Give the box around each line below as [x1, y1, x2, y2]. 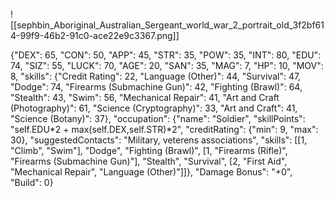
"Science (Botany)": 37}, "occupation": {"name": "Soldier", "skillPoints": [10, 113, 306, 124]
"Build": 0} [10, 177, 54, 188]
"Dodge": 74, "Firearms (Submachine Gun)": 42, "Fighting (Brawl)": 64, [10, 81, 303, 93]
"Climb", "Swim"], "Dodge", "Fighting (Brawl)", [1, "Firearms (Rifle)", [10, 145, 288, 156]
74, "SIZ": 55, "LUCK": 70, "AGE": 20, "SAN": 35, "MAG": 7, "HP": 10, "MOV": [10, 60, 324, 71]
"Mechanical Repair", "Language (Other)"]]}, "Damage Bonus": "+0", [10, 166, 293, 178]
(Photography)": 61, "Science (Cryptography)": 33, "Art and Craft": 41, [10, 102, 298, 114]
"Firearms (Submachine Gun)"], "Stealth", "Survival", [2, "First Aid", [10, 155, 288, 167]
